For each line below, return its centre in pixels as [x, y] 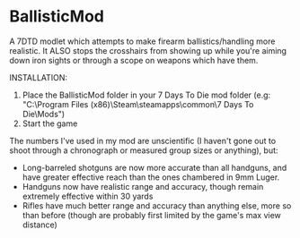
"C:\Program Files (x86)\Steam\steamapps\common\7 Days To [138, 104]
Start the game [50, 123]
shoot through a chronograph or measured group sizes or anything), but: [144, 150]
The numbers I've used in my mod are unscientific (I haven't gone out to [143, 140]
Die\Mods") [44, 114]
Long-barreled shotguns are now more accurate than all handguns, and [154, 167]
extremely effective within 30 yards [88, 196]
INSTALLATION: [39, 77]
